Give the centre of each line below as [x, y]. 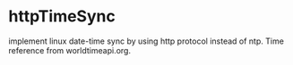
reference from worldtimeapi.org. [70, 50]
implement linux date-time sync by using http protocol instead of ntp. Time [146, 41]
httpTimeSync [62, 16]
